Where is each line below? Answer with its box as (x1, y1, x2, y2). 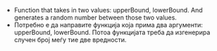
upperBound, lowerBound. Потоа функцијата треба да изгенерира (13, 28, 211, 36)
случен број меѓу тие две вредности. (13, 36, 127, 44)
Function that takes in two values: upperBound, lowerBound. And (13, 6, 203, 14)
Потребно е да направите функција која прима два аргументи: (13, 21, 203, 29)
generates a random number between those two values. (13, 13, 178, 22)
